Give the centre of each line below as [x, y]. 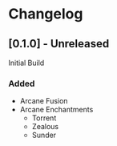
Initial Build [26, 63]
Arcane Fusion [44, 101]
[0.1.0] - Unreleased [59, 44]
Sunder [44, 135]
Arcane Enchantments [56, 110]
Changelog [46, 14]
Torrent [44, 118]
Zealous [45, 127]
